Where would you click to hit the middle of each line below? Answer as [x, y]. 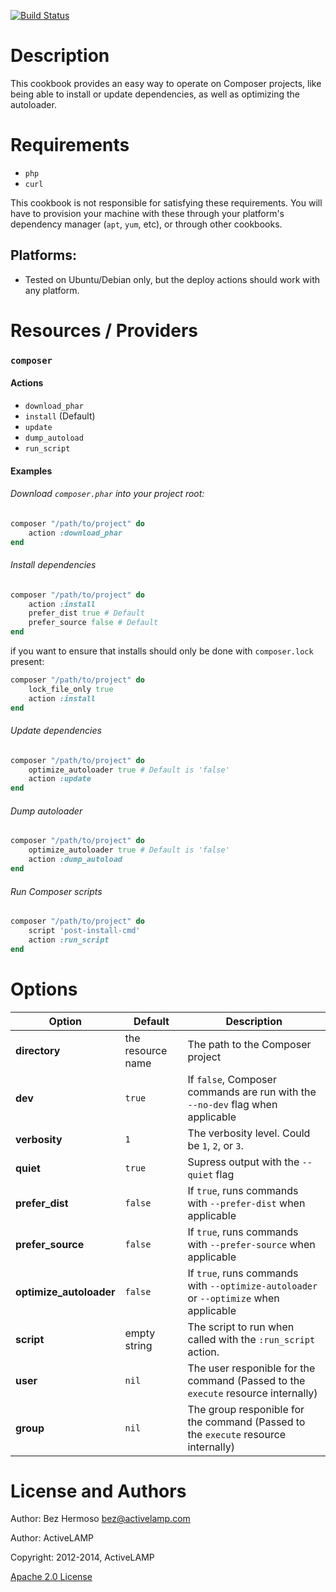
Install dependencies [53, 565]
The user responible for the [251, 1368]
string [138, 1345]
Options [44, 989]
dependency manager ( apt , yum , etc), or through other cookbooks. [146, 224]
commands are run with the [252, 1092]
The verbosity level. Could [249, 1133]
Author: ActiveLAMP [52, 1538]
